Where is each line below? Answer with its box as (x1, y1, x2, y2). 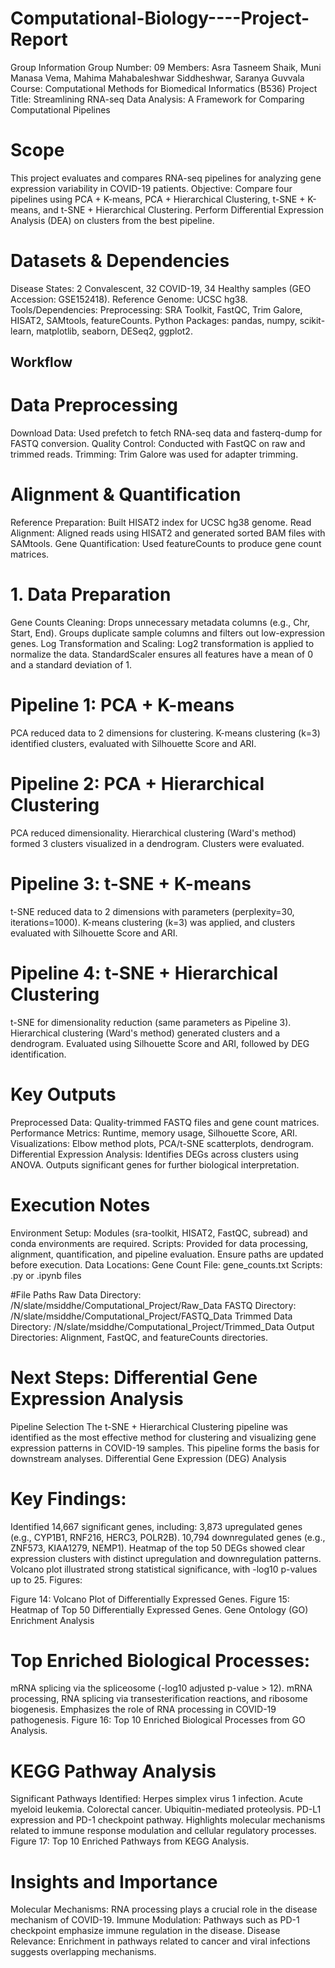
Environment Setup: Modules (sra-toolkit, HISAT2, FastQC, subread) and (10, 1227, 308, 1239)
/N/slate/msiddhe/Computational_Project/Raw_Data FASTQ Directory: (10, 1299, 297, 1311)
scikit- (299, 314, 326, 326)
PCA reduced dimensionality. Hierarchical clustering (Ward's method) (10, 827, 297, 839)
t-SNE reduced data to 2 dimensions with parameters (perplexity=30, (10, 905, 295, 917)
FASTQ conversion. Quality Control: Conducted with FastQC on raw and (10, 438, 306, 450)
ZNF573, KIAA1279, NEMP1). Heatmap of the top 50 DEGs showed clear (10, 1542, 306, 1554)
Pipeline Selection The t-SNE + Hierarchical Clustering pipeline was (10, 1420, 288, 1432)
